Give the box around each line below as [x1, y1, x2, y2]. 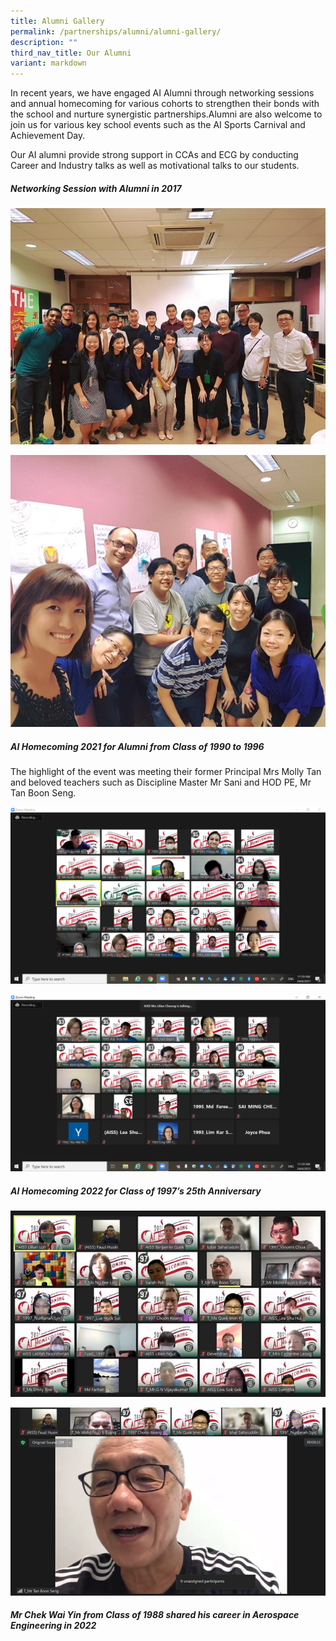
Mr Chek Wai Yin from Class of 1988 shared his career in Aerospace [10, 1609, 300, 1621]
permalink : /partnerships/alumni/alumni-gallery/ [10, 26, 222, 37]
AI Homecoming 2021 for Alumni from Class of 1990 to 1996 [10, 741, 265, 753]
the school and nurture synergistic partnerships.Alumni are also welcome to [10, 108, 323, 120]
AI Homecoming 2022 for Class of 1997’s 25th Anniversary [10, 1185, 262, 1197]
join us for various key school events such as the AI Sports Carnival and [10, 119, 306, 131]
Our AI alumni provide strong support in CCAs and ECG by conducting [10, 149, 299, 161]
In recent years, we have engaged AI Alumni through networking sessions [10, 87, 315, 99]
